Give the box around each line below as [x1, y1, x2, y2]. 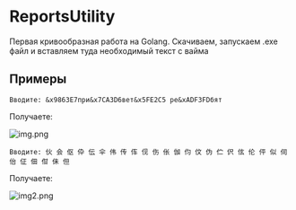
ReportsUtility [9, 6, 116, 27]
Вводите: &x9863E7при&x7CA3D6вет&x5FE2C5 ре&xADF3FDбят [9, 95, 222, 104]
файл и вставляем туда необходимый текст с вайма [9, 45, 209, 56]
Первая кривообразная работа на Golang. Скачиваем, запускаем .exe [9, 36, 278, 47]
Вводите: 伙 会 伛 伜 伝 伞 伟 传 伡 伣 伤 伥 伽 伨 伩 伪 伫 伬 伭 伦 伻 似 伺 [9, 147, 288, 156]
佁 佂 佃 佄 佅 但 [9, 157, 70, 166]
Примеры [9, 72, 67, 87]
